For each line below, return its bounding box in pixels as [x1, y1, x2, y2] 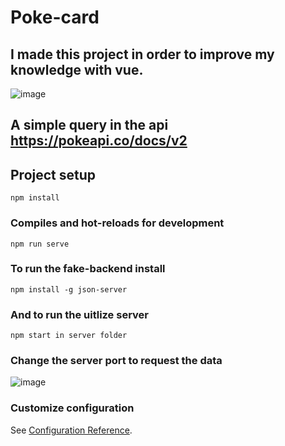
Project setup [10, 166, 97, 183]
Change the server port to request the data [10, 354, 223, 368]
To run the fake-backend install [10, 262, 166, 276]
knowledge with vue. [10, 61, 144, 78]
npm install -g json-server [10, 284, 128, 295]
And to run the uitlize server [10, 307, 149, 321]
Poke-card [10, 6, 100, 29]
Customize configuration [10, 401, 135, 415]
